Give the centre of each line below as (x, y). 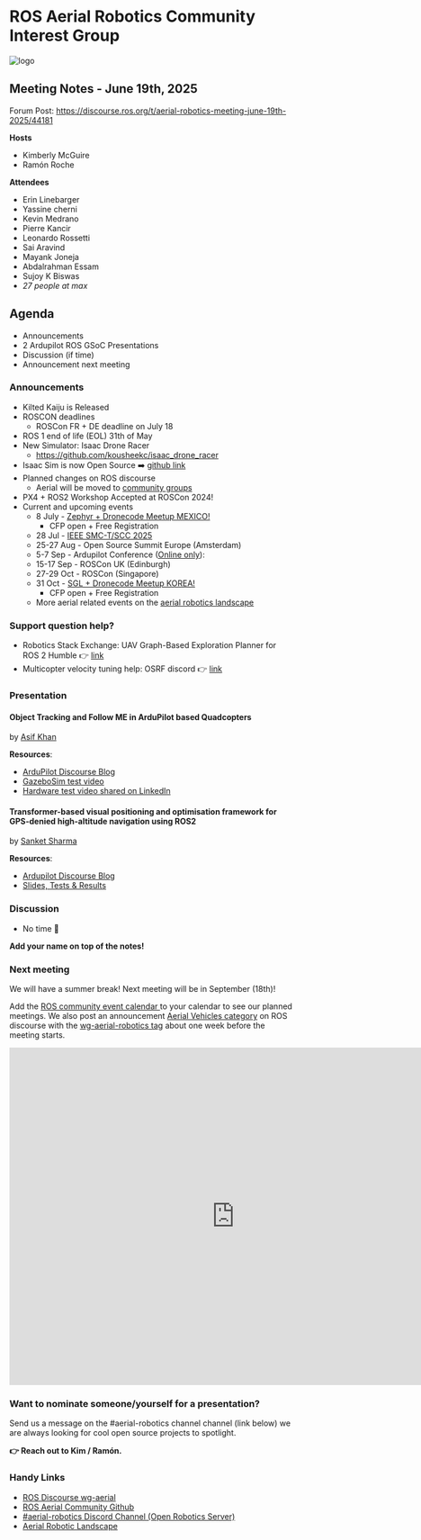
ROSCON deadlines (58, 417)
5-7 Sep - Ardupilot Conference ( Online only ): (120, 554)
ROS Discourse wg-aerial (69, 1497)
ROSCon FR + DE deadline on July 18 (104, 426)
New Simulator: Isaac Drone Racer (86, 445)
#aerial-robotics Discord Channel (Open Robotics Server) (129, 1516)
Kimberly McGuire (56, 155)
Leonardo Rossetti (56, 238)
